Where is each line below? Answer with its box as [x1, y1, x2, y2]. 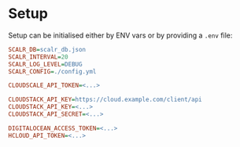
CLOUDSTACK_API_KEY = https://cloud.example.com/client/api [8, 95, 202, 104]
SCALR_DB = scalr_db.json [8, 45, 87, 53]
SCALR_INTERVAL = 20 [8, 52, 68, 61]
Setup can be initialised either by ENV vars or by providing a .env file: [8, 30, 233, 40]
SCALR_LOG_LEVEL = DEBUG [8, 60, 83, 68]
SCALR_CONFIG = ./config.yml [8, 67, 97, 75]
